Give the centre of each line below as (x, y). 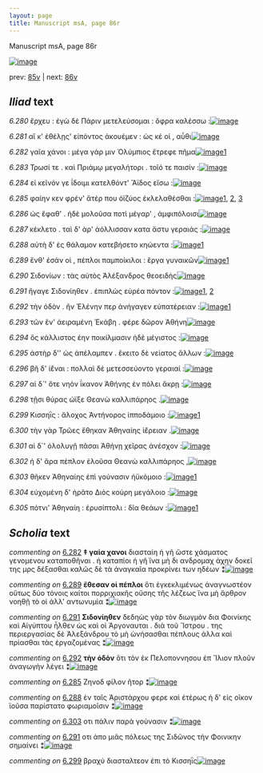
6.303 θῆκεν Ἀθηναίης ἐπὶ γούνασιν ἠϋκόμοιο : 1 (103, 477)
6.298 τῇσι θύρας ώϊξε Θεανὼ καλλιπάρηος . (85, 399)
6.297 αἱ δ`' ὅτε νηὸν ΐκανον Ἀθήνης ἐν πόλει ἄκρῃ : (96, 384)
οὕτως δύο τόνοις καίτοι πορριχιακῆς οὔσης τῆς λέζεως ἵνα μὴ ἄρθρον (128, 593)
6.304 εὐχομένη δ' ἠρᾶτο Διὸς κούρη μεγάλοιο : (90, 493)
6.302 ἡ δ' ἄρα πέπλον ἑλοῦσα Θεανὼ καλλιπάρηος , (99, 462)
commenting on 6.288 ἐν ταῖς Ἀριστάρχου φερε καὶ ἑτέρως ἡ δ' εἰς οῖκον (131, 698)
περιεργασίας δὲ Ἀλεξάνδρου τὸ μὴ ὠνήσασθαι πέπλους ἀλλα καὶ (121, 634)
